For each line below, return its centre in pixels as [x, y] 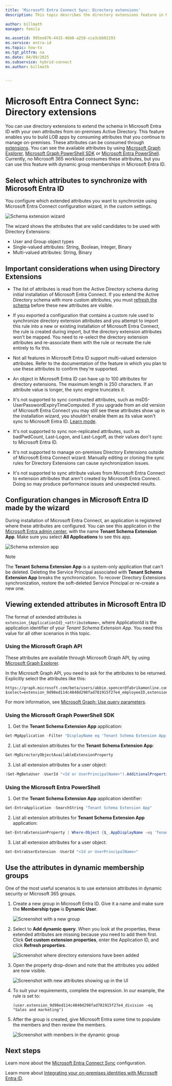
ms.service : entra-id [28, 43]
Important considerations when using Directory [83, 269]
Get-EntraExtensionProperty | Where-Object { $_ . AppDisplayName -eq [79, 832]
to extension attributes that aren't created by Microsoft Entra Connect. [87, 478]
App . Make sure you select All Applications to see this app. [68, 537]
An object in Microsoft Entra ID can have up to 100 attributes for [80, 379]
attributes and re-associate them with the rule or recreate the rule [82, 342]
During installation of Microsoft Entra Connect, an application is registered [83, 520]
